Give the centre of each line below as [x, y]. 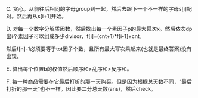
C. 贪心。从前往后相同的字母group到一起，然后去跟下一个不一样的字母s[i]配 [99, 9]
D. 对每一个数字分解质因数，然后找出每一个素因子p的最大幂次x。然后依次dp [99, 29]
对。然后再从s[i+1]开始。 [36, 16]
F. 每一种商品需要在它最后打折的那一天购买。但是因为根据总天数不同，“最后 [99, 81]
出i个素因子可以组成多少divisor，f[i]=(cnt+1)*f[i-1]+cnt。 [75, 36]
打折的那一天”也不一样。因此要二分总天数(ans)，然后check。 [81, 89]
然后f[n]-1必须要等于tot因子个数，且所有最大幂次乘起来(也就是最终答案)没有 [99, 49]
